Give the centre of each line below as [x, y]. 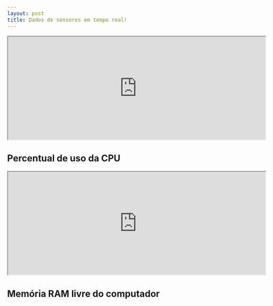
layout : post [26, 13]
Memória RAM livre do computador [83, 293]
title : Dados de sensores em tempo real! [67, 20]
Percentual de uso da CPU [64, 158]
